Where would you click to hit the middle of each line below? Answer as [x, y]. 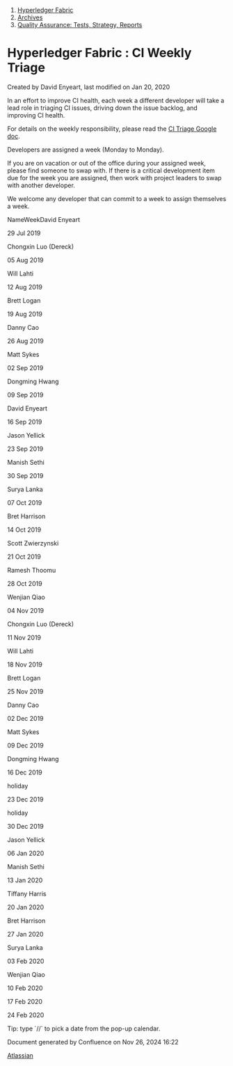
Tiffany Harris [27, 893]
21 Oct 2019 [24, 557]
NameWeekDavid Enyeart [44, 219]
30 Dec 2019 [25, 826]
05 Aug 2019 [25, 260]
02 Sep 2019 [25, 367]
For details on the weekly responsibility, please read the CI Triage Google [112, 129]
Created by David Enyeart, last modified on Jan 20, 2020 [89, 87]
